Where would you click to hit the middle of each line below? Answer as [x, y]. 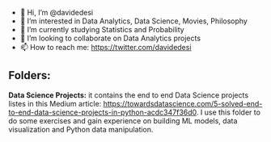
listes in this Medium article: [55, 103]
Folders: [30, 75]
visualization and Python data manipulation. [81, 129]
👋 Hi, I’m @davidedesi [57, 13]
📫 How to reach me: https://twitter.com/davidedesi [106, 47]
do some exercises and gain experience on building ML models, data [123, 120]
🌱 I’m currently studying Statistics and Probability [102, 29]
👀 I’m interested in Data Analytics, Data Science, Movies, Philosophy [134, 21]
